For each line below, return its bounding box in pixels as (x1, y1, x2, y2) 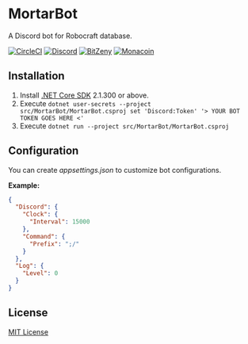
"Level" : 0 (22, 269, 59, 277)
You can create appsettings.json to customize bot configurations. (8, 165, 222, 174)
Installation (8, 69, 65, 83)
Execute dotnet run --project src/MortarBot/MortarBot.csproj (19, 120, 230, 131)
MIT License (8, 327, 49, 337)
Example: (8, 180, 40, 190)
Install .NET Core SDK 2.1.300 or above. (19, 90, 149, 100)
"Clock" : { (22, 211, 59, 219)
